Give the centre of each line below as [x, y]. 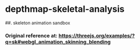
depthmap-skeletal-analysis [65, 9]
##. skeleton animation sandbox [38, 23]
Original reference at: [31, 36]
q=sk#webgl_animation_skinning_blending [58, 42]
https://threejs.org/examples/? [97, 36]
